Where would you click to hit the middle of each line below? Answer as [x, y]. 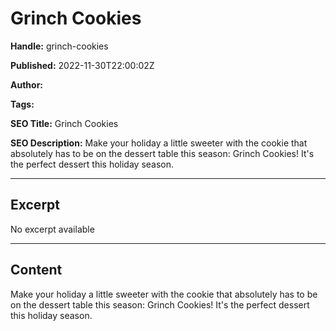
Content [36, 270]
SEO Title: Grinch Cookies [64, 123]
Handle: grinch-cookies [59, 46]
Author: [27, 84]
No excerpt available [52, 229]
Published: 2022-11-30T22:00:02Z [82, 65]
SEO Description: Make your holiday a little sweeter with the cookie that [159, 143]
